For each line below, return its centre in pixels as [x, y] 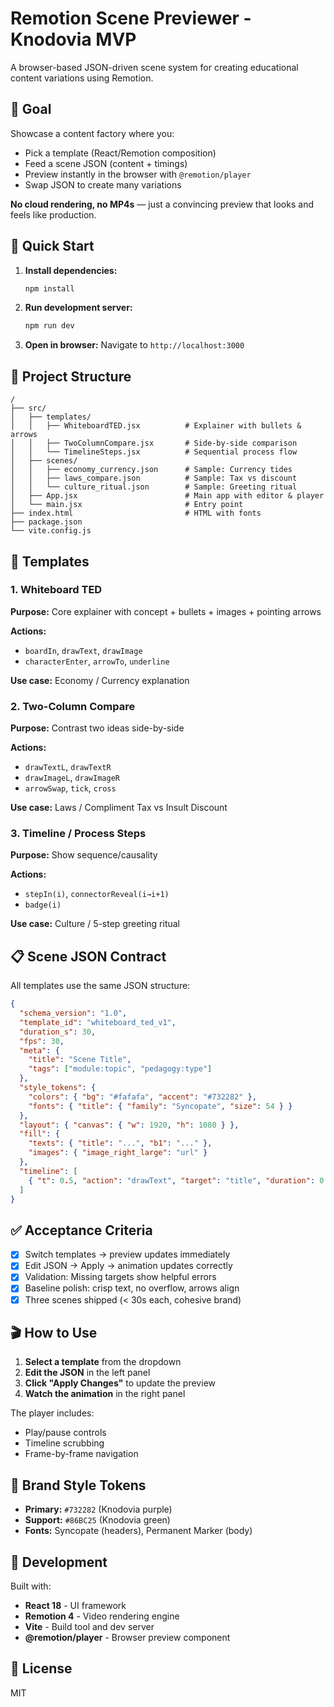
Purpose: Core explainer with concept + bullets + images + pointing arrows [166, 611]
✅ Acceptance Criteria [81, 1230]
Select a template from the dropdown [103, 1362]
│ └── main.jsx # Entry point [127, 505]
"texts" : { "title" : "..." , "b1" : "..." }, [120, 1143]
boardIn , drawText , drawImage [83, 650]
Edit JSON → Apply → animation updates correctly [128, 1266]
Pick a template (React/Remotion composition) [120, 153]
